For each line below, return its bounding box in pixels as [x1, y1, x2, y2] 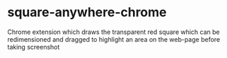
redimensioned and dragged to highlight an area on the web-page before [7, 35, 221, 43]
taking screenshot [7, 42, 60, 51]
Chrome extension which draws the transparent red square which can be [7, 28, 221, 36]
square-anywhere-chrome [7, 4, 168, 21]
